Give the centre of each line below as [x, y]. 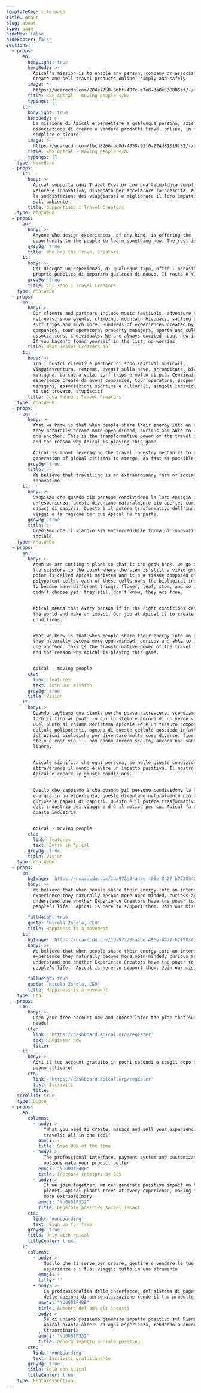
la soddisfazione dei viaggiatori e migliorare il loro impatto [115, 196]
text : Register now [57, 1040]
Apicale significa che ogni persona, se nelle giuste [101, 763]
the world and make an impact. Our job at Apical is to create [113, 614]
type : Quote [32, 1102]
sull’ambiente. [51, 202]
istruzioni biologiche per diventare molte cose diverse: [106, 736]
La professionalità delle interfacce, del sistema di [112, 1291]
